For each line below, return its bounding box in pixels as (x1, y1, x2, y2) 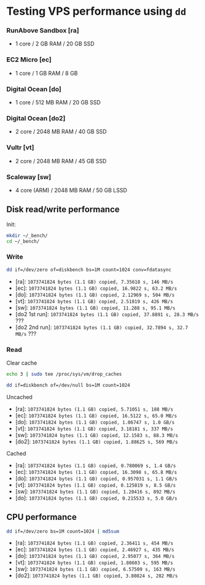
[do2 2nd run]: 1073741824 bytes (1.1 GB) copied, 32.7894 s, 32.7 (15, 323, 188, 331)
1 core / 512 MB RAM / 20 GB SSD (15, 99, 101, 106)
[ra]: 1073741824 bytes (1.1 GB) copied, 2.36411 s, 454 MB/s (15, 539, 174, 547)
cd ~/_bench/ (6, 238, 40, 244)
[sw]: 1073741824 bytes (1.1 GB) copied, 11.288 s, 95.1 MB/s (15, 304, 176, 311)
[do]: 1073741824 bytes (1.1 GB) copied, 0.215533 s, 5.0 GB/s (15, 494, 178, 502)
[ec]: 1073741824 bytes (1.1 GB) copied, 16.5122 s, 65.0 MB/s (15, 411, 177, 419)
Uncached (6, 393, 33, 400)
